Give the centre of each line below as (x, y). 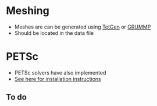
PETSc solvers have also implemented (60, 73)
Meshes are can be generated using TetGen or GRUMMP (83, 27)
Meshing (28, 11)
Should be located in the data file (54, 33)
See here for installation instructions (58, 79)
